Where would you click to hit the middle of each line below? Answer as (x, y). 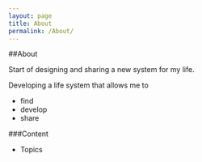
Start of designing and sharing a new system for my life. (102, 70)
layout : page (30, 16)
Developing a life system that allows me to (79, 85)
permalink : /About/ (41, 31)
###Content (28, 134)
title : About (30, 23)
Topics (31, 150)
